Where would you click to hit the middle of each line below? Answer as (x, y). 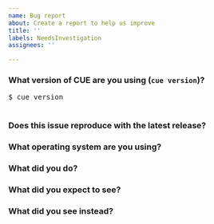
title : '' (25, 30)
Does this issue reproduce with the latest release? (107, 126)
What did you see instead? (61, 211)
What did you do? (43, 168)
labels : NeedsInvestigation (55, 38)
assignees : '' (32, 45)
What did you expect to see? (65, 190)
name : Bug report (37, 16)
